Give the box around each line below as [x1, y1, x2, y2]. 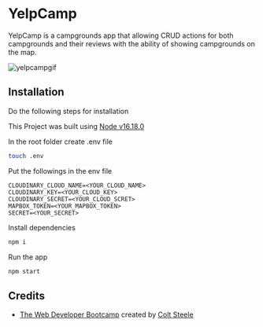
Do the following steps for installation [8, 106, 129, 116]
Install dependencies [8, 222, 76, 232]
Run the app [8, 252, 48, 262]
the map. [8, 47, 37, 57]
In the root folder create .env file [8, 137, 113, 146]
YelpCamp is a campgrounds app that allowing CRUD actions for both [8, 31, 234, 40]
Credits [8, 288, 46, 303]
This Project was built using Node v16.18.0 [8, 121, 145, 130]
